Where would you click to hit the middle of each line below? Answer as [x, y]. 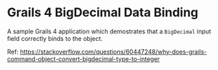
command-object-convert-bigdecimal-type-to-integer [83, 58]
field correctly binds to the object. [55, 38]
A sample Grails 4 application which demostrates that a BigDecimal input [109, 31]
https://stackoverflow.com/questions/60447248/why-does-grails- [113, 52]
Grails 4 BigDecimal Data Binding [103, 13]
